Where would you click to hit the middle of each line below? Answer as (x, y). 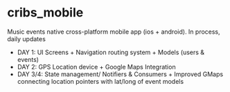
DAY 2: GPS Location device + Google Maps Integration (96, 67)
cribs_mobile (45, 13)
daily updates (27, 38)
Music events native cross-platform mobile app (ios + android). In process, (114, 32)
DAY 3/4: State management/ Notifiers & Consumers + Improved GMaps (120, 74)
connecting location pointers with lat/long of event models (100, 81)
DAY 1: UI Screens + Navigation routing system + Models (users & (111, 52)
